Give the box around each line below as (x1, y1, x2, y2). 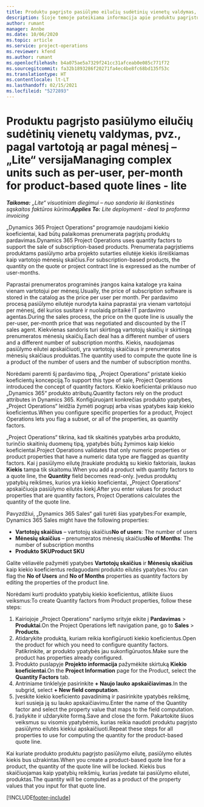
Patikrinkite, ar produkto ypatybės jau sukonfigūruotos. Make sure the (15, 647, 189, 654)
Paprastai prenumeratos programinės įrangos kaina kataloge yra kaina (6, 280, 182, 288)
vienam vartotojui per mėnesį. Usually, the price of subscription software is (6, 287, 192, 294)
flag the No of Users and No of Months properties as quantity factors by (6, 572, 188, 580)
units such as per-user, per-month (6, 166, 183, 180)
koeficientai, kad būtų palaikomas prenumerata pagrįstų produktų (6, 230, 170, 237)
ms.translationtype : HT (6, 71, 67, 77)
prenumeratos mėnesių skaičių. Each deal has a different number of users (6, 332, 190, 339)
